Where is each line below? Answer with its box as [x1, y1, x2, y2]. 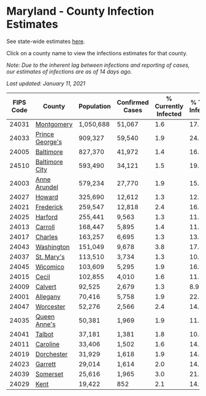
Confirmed [116, 98, 149, 107]
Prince [35, 130, 55, 139]
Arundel [35, 183, 58, 191]
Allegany [35, 292, 61, 301]
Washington [35, 242, 70, 251]
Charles [35, 232, 58, 241]
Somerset [35, 370, 64, 378]
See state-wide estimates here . [6, 37, 85, 45]
